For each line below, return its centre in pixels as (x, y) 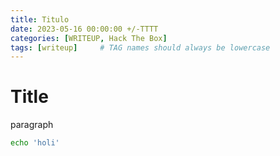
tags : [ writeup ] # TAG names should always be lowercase (140, 47)
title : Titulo (40, 19)
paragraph (32, 125)
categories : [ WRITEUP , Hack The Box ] (89, 38)
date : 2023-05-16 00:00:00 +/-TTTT (84, 29)
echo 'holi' (35, 143)
